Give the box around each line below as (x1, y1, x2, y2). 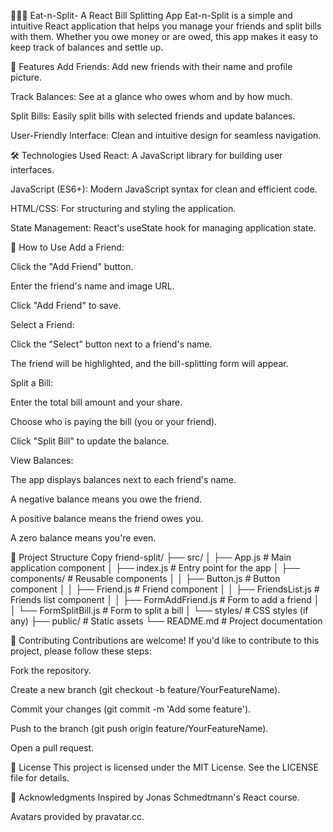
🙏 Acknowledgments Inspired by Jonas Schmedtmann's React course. (10, 791, 300, 803)
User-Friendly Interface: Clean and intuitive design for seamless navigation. (10, 130, 322, 141)
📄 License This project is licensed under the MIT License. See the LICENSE (10, 761, 320, 773)
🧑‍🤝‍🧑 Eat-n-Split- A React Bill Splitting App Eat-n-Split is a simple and (10, 10, 293, 21)
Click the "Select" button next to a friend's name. (10, 338, 213, 350)
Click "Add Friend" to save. (10, 300, 122, 311)
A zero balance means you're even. (10, 532, 157, 544)
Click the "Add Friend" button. (10, 261, 134, 272)
